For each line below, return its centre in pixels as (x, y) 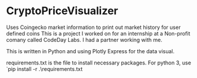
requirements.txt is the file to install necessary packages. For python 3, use (99, 63)
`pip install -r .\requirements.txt (44, 69)
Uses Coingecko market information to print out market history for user (93, 27)
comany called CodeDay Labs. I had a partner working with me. (84, 40)
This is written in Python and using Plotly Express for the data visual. (90, 51)
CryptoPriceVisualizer (62, 11)
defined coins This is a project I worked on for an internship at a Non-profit (98, 33)
